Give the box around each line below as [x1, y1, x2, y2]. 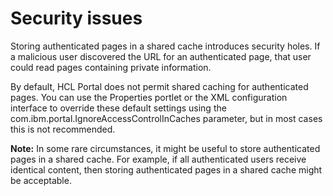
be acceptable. [10, 174, 72, 186]
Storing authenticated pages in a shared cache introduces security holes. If [10, 40, 321, 52]
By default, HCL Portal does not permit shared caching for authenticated [10, 80, 309, 92]
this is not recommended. [10, 123, 116, 135]
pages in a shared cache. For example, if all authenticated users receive [10, 153, 307, 165]
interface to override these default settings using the [10, 102, 227, 114]
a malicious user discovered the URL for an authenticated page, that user [10, 50, 312, 62]
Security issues [10, 7, 143, 30]
